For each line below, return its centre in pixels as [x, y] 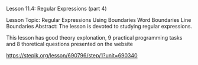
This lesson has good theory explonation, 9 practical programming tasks [94, 38]
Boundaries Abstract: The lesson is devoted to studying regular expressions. [99, 26]
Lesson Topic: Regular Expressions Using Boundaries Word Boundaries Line [99, 20]
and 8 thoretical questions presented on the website [69, 44]
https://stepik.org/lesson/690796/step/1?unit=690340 [72, 55]
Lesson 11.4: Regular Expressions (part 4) [57, 9]
